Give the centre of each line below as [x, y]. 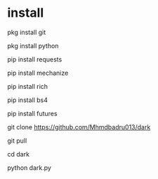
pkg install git [27, 32]
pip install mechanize [38, 73]
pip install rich [27, 86]
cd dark [19, 154]
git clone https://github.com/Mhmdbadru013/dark [79, 127]
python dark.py [29, 167]
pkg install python [33, 45]
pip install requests [35, 59]
